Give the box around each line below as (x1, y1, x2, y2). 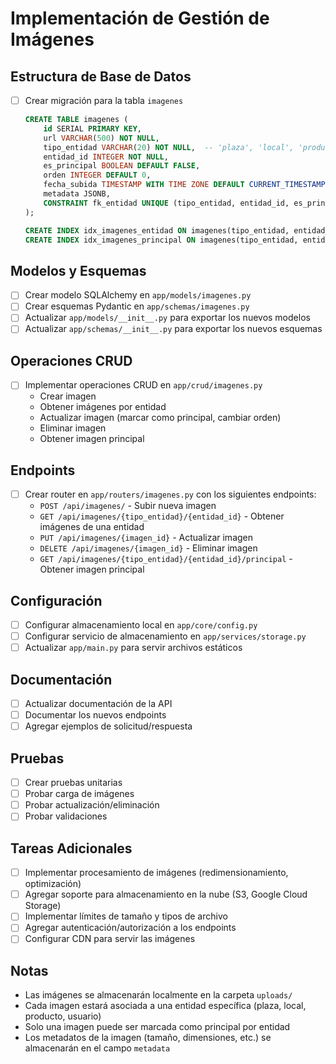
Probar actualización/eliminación (24, 799, 160, 811)
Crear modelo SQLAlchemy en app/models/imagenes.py (24, 289, 252, 301)
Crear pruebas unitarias (24, 777, 123, 789)
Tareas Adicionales (10, 840, 133, 857)
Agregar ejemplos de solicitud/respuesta (24, 720, 193, 732)
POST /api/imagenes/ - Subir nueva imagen (39, 500, 217, 512)
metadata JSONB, (43, 189, 111, 199)
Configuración (10, 592, 103, 609)
